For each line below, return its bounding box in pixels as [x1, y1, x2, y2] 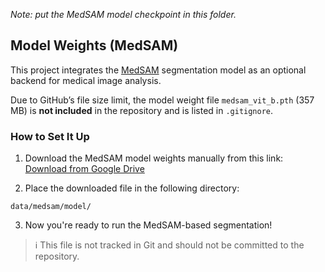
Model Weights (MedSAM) [10, 37, 179, 54]
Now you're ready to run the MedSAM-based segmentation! [24, 219, 273, 231]
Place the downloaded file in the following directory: [24, 182, 240, 194]
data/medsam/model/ [10, 202, 92, 212]
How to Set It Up [10, 129, 90, 143]
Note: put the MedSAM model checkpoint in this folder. [10, 9, 237, 20]
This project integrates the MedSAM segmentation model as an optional [10, 64, 307, 76]
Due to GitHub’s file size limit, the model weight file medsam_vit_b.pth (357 [10, 94, 315, 106]
